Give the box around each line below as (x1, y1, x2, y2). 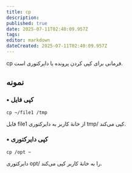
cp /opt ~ (6, 149, 32, 155)
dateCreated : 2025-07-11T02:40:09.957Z (6, 43, 108, 49)
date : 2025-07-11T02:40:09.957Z (6, 26, 88, 32)
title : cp (6, 9, 32, 15)
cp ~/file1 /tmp (6, 109, 47, 116)
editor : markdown (6, 37, 50, 43)
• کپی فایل (6, 96, 34, 104)
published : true (6, 20, 47, 26)
